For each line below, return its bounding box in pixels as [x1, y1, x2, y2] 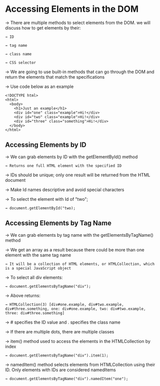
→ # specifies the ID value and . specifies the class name [5, 319, 121, 325]
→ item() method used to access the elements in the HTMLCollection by [5, 338, 151, 344]
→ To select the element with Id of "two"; [5, 196, 88, 202]
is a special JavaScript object [5, 266, 71, 271]
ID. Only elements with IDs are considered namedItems [5, 367, 116, 373]
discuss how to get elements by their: [5, 25, 81, 30]
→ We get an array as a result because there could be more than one [5, 247, 145, 252]
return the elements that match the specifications [5, 74, 105, 80]
